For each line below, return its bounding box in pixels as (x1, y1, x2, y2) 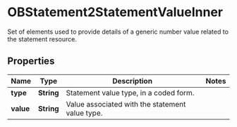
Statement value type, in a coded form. (66, 88, 195, 98)
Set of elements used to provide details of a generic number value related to (7, 27, 229, 36)
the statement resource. (7, 34, 78, 43)
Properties (7, 55, 55, 67)
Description (112, 76, 153, 86)
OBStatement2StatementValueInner (7, 4, 224, 20)
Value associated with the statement (66, 99, 186, 109)
